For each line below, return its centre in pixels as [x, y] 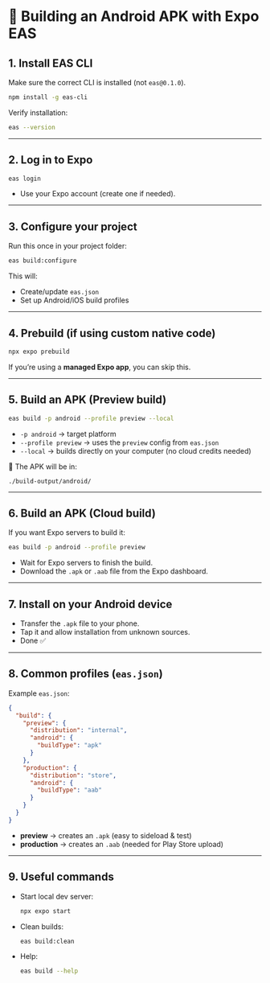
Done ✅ [33, 640]
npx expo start [45, 911]
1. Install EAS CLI [51, 63]
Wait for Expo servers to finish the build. [86, 563]
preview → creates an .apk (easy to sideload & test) [106, 835]
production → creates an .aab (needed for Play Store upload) [121, 844]
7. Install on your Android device [90, 604]
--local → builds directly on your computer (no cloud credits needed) [135, 450]
